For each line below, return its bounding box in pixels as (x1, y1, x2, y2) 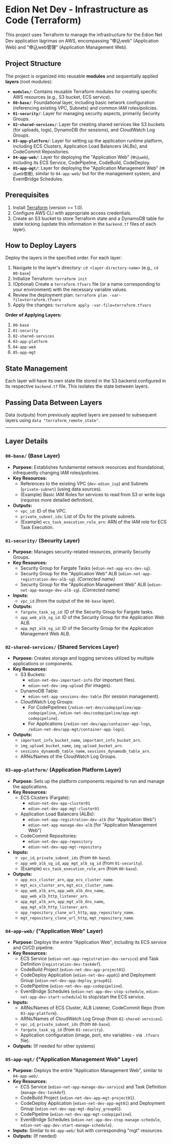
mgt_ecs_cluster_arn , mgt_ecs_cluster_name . (20, 882, 114, 888)
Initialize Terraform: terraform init (12, 276, 88, 282)
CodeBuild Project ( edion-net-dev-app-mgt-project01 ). (20, 1095, 136, 1101)
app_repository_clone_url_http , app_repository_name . (20, 909, 135, 915)
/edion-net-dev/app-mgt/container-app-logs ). (28, 726, 125, 732)
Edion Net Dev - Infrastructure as (5, 4, 148, 15)
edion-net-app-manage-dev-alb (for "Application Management (28, 822, 157, 828)
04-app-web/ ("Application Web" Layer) (5, 927, 103, 934)
